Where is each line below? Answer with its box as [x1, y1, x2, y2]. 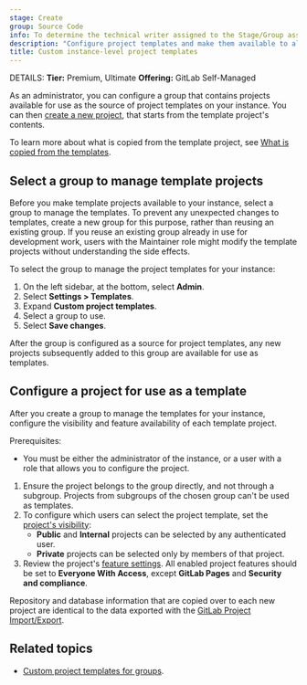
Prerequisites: [9, 435, 62, 446]
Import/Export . [9, 614, 65, 626]
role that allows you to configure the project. [22, 462, 190, 473]
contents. [9, 120, 46, 131]
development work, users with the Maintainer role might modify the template [9, 236, 298, 247]
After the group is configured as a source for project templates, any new [9, 337, 281, 348]
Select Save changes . [22, 320, 107, 331]
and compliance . [22, 577, 89, 588]
